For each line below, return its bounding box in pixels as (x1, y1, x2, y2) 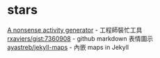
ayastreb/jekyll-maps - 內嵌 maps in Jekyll (7, 43, 129, 51)
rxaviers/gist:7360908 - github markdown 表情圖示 (7, 34, 154, 43)
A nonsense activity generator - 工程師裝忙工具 (7, 26, 143, 34)
